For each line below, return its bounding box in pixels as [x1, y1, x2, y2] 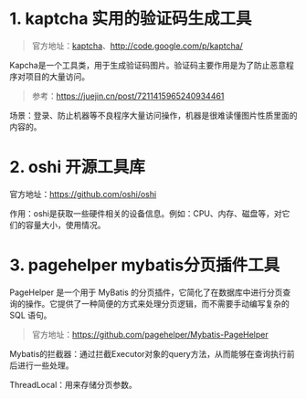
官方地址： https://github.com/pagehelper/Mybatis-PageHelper [31, 329, 269, 340]
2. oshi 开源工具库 [9, 157, 146, 178]
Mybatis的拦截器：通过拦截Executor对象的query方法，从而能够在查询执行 [9, 348, 288, 359]
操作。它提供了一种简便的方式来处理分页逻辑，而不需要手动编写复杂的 [25, 298, 290, 309]
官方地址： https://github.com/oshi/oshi [9, 188, 157, 199]
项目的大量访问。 [25, 70, 90, 82]
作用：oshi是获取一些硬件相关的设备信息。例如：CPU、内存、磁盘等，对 [9, 207, 283, 219]
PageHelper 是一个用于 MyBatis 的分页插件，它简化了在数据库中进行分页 [9, 287, 283, 298]
